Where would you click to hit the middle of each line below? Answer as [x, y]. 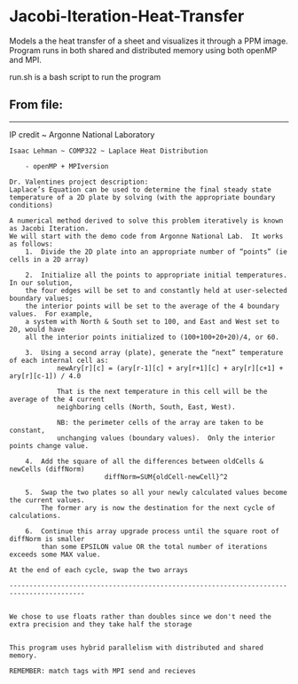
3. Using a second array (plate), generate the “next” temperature [154, 352]
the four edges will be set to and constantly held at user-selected [157, 290]
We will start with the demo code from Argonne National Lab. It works [146, 236]
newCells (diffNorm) [47, 469]
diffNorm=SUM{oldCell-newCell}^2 [166, 476]
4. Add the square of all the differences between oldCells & [145, 461]
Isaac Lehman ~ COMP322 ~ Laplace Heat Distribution [109, 151]
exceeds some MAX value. [55, 554]
